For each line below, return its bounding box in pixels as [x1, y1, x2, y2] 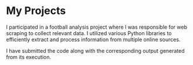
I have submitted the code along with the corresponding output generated [6, 47, 185, 54]
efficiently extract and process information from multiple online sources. [6, 36, 181, 43]
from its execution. [6, 53, 52, 60]
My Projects [6, 4, 66, 18]
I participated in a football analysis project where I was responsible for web [6, 23, 188, 30]
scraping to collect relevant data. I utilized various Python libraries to [6, 29, 172, 36]
